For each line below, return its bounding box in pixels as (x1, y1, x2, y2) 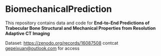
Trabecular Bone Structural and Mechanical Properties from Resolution (5, 25, 156, 31)
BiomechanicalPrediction (5, 3, 112, 15)
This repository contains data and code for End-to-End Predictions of (5, 20, 150, 26)
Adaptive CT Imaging (5, 30, 50, 36)
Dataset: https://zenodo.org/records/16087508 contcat (5, 40, 118, 46)
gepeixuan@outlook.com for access (5, 45, 80, 51)
